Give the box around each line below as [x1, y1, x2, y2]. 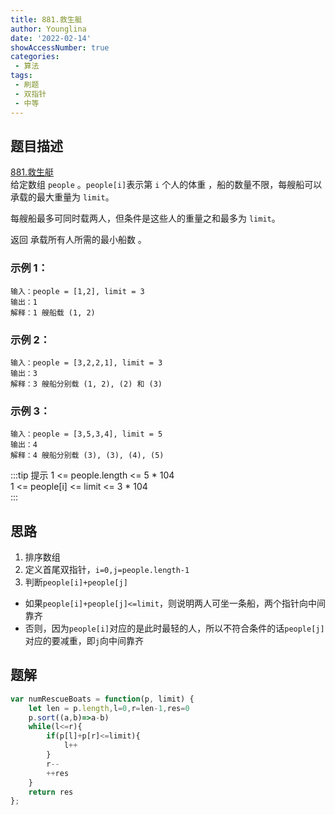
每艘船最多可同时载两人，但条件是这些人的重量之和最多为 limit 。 [10, 212, 281, 225]
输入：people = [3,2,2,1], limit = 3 [10, 357, 163, 368]
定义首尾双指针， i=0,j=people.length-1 [24, 564, 190, 576]
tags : [10, 71, 33, 81]
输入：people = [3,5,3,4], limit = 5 [10, 429, 163, 440]
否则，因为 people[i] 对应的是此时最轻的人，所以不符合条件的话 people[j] [24, 622, 325, 635]
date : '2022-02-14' [10, 33, 92, 43]
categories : [10, 52, 60, 62]
